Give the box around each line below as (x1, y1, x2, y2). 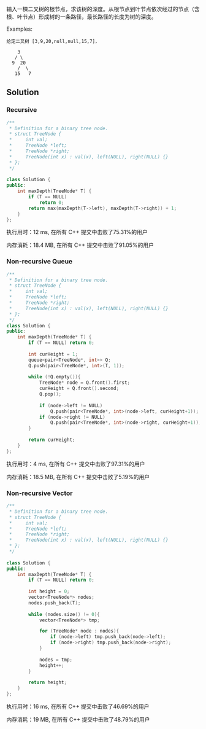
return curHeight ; (28, 437, 75, 443)
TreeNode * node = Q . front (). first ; (39, 380, 131, 386)
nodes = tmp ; (39, 657, 72, 663)
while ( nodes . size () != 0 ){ (28, 611, 100, 617)
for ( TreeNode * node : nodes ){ (39, 628, 120, 634)
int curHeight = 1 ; (28, 351, 78, 357)
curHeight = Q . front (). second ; (39, 386, 120, 392)
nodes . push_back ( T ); (28, 599, 81, 606)
